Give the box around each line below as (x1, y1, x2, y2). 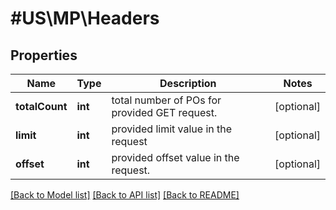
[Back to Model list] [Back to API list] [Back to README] (10, 189, 240, 201)
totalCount (15, 100, 68, 113)
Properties (10, 47, 78, 64)
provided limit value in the (111, 122, 233, 136)
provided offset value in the (111, 151, 240, 164)
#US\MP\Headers (10, 7, 160, 30)
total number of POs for (111, 93, 222, 107)
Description (159, 77, 217, 90)
